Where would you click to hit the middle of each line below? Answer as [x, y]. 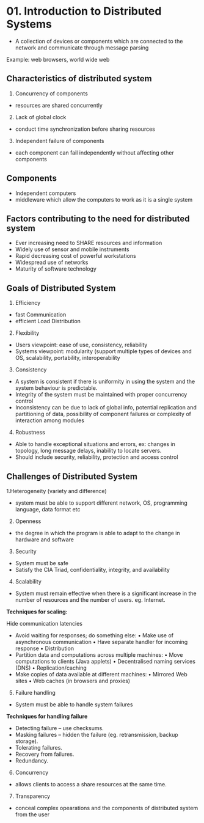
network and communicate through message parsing [82, 48]
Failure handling [35, 693]
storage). [27, 741]
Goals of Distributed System [61, 288]
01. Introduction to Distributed [84, 11]
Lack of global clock [41, 117]
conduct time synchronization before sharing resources [85, 129]
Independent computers [46, 193]
